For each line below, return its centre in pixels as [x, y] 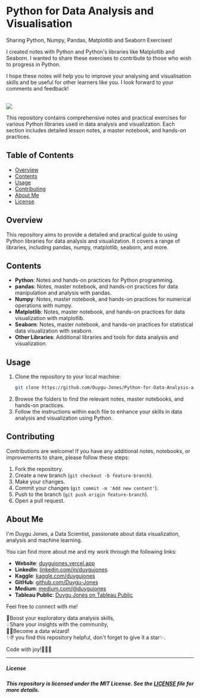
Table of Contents [40, 155]
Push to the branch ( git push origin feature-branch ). [82, 494]
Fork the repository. [39, 469]
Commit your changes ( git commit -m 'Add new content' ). [87, 488]
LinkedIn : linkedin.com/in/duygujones [61, 569]
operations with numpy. [44, 306]
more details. [23, 690]
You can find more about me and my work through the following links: [91, 551]
